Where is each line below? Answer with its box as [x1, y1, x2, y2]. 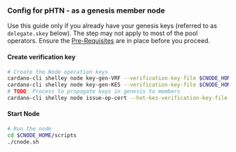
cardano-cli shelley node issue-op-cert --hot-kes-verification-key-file [7, 94, 228, 101]
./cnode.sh [7, 138, 39, 146]
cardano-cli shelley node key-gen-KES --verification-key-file [7, 82, 197, 89]
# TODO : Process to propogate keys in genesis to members [7, 88, 181, 95]
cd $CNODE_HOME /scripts [7, 132, 77, 139]
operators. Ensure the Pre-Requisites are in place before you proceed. [7, 37, 211, 45]
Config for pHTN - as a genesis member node [7, 6, 165, 15]
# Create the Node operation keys [7, 68, 109, 75]
